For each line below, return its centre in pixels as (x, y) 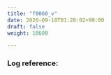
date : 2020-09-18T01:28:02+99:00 (56, 20)
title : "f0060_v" (32, 14)
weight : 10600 (28, 33)
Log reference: (33, 63)
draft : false (26, 26)
